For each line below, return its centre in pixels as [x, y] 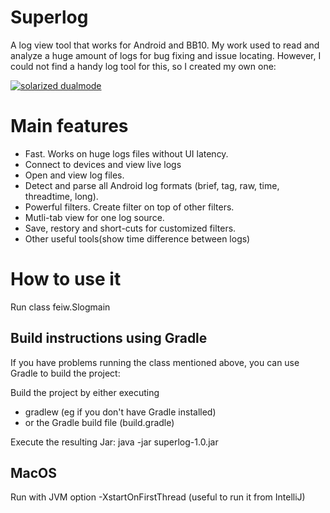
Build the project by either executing [85, 392]
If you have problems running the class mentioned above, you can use [155, 362]
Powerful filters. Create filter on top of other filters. [129, 207]
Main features [69, 126]
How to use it [66, 279]
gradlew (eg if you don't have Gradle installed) [120, 412]
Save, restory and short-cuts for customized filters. [130, 228]
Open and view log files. [74, 175]
